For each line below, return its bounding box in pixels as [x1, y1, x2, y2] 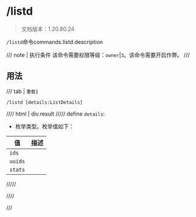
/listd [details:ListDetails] [6, 99, 83, 105]
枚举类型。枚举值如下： [15, 122, 74, 130]
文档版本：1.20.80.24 [21, 25, 75, 32]
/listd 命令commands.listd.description [6, 38, 103, 45]
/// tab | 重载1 [6, 87, 38, 95]
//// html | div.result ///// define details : [6, 110, 105, 117]
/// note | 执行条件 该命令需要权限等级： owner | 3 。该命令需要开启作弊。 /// [6, 51, 190, 59]
